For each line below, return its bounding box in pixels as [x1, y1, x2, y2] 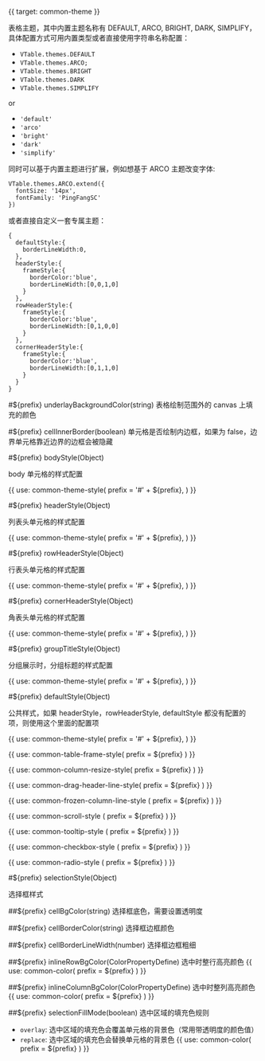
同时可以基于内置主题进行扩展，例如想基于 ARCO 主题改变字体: [8, 164, 216, 174]
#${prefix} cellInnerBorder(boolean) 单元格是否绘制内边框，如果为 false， [8, 427, 251, 437]
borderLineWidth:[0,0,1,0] [29, 280, 119, 288]
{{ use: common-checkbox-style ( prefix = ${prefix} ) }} [8, 842, 191, 852]
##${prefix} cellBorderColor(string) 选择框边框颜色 [8, 923, 175, 933]
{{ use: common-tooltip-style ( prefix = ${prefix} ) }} [8, 827, 180, 836]
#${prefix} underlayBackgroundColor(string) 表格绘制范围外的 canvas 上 [8, 400, 247, 409]
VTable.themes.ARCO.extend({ [8, 180, 105, 188]
